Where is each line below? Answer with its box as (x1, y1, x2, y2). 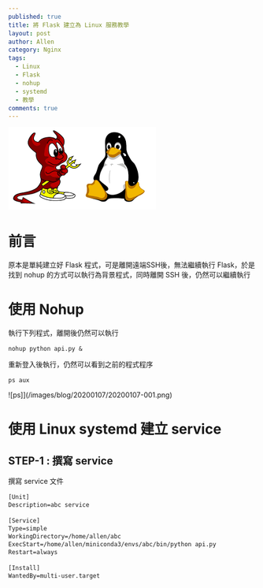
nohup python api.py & (8, 345, 83, 353)
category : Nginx (8, 46, 61, 54)
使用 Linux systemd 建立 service (8, 420, 222, 438)
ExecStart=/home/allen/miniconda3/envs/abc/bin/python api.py (8, 541, 217, 549)
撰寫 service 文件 (8, 477, 65, 486)
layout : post (8, 29, 51, 37)
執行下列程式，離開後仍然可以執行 (8, 328, 119, 338)
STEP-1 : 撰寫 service (8, 454, 113, 467)
